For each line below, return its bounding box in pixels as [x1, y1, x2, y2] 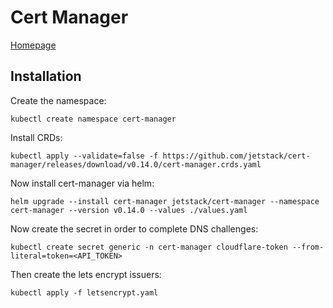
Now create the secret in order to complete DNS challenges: [10, 222, 259, 235]
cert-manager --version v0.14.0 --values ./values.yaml [10, 205, 248, 215]
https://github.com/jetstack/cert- [162, 151, 311, 161]
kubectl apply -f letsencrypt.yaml [10, 287, 159, 298]
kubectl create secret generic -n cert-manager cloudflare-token [10, 242, 288, 252]
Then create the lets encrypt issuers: [10, 268, 162, 280]
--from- [292, 242, 325, 252]
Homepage [10, 39, 57, 51]
